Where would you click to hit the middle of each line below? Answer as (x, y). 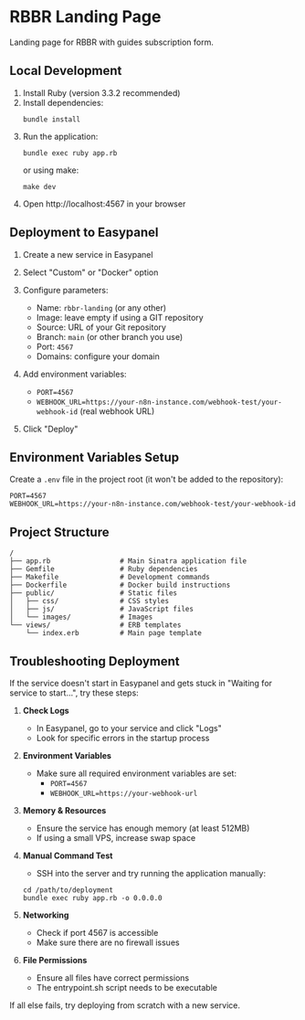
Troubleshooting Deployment (95, 661)
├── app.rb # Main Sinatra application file (128, 561)
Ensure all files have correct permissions (113, 978)
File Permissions (55, 960)
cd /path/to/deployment (68, 890)
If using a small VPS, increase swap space (116, 838)
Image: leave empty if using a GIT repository (120, 317)
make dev (39, 186)
